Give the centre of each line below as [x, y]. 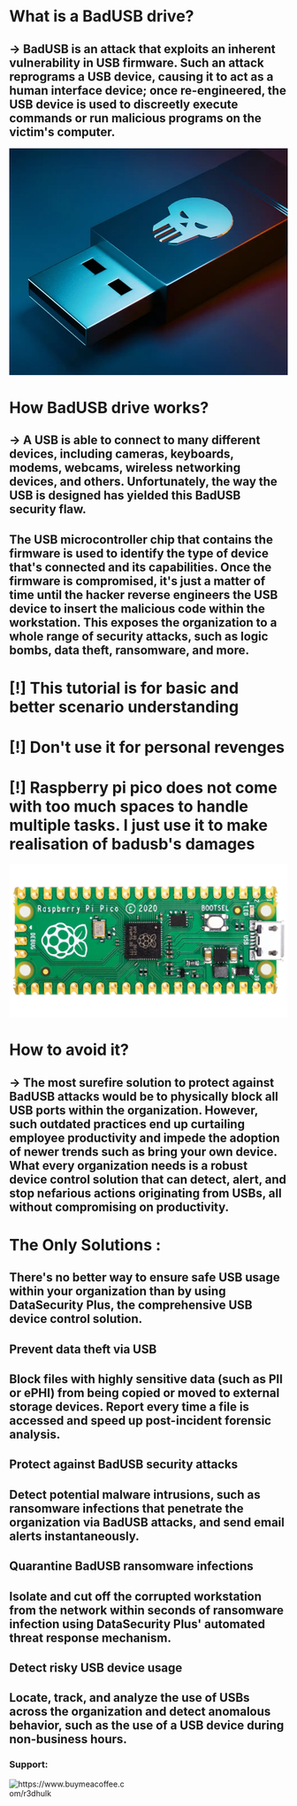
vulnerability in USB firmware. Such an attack [137, 62]
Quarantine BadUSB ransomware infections [131, 1567]
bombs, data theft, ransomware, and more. [129, 650]
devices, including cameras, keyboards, [122, 454]
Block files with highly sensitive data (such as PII [146, 1379]
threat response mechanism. [91, 1637]
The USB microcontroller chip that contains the [141, 539]
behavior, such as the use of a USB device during [147, 1726]
